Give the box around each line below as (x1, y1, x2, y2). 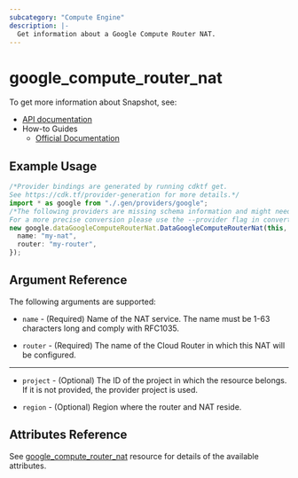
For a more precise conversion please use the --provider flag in (9, 215, 260, 224)
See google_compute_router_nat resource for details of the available (9, 451, 259, 461)
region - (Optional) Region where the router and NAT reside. (21, 401, 242, 412)
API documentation (21, 114, 93, 125)
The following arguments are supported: (9, 296, 157, 307)
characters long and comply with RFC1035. (21, 323, 180, 333)
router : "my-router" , (17, 240, 98, 249)
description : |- (9, 21, 69, 30)
